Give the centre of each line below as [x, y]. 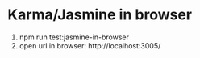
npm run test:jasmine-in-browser [74, 37]
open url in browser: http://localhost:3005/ [90, 45]
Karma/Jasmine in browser [100, 15]
